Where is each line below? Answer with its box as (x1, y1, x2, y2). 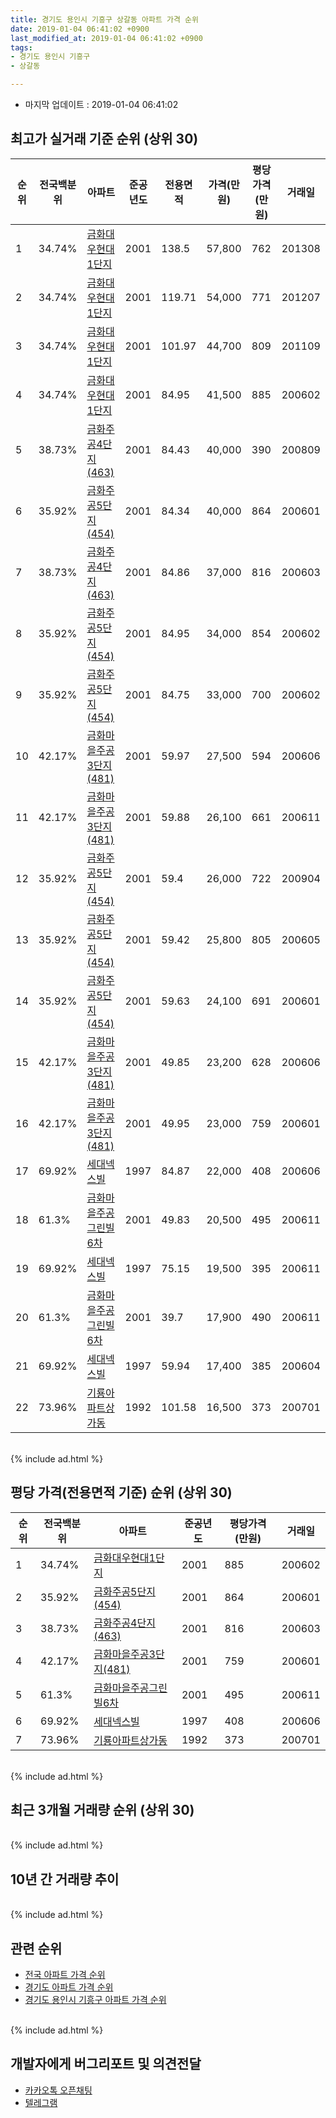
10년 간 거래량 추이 (10, 1871, 120, 1888)
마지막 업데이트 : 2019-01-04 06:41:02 (24, 99, 179, 110)
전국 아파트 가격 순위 (24, 1969, 106, 1981)
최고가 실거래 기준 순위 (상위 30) (10, 131, 199, 148)
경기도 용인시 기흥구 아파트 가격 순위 (24, 1994, 167, 2006)
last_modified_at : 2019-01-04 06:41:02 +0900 (10, 33, 203, 43)
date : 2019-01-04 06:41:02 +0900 (10, 24, 150, 34)
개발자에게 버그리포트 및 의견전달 (10, 2056, 202, 2073)
